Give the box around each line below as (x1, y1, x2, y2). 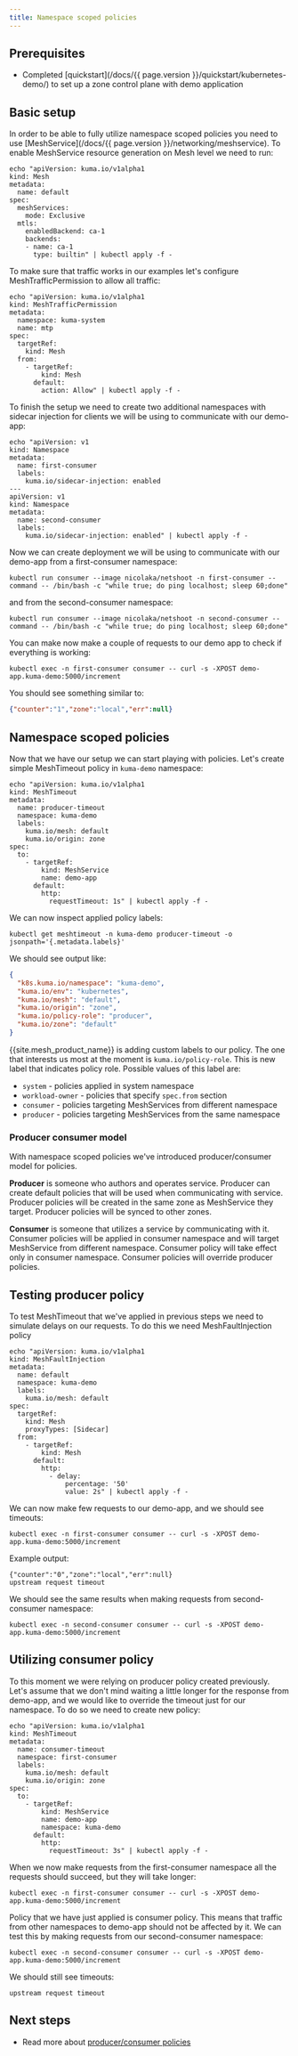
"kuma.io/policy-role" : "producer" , (17, 1012, 153, 1020)
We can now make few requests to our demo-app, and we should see (9, 1503, 264, 1514)
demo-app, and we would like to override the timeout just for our (9, 1694, 246, 1705)
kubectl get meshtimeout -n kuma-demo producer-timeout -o (9, 930, 233, 939)
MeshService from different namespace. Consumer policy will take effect (9, 1243, 278, 1254)
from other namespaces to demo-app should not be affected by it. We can (9, 1921, 282, 1932)
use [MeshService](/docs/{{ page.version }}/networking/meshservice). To (9, 138, 281, 149)
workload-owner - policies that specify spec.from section (21, 1090, 228, 1101)
